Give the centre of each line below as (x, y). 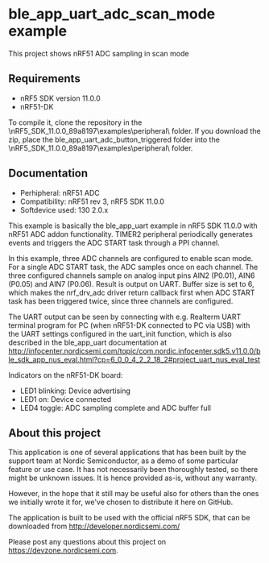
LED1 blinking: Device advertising (75, 391)
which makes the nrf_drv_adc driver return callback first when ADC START (132, 292)
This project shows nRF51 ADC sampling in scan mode (99, 53)
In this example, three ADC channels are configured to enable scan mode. (131, 258)
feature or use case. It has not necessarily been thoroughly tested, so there (133, 470)
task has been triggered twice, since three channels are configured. (121, 301)
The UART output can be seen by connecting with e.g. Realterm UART (125, 317)
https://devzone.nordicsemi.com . (63, 551)
